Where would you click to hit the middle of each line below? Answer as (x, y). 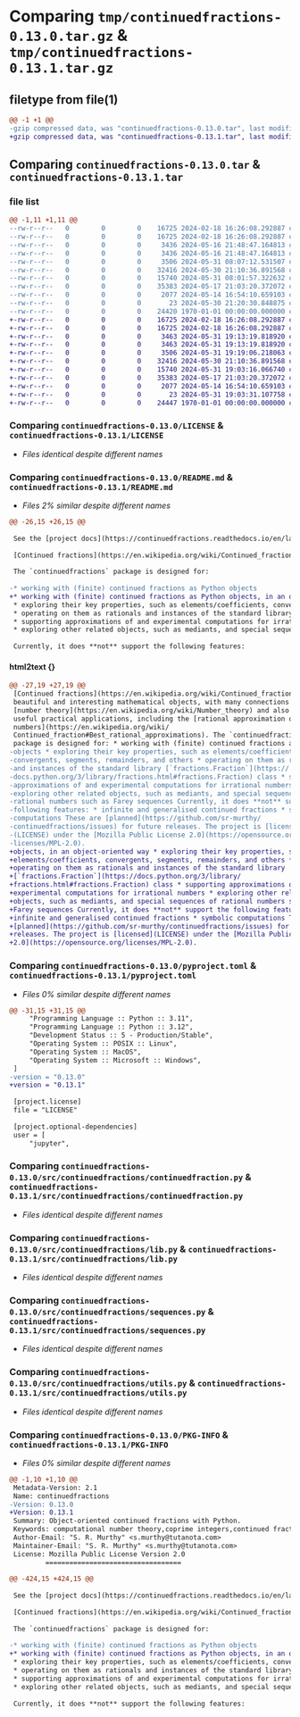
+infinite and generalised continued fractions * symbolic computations (147, 918)
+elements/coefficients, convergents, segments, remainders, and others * (151, 860)
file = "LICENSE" (45, 1110)
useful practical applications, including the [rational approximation (149, 719)
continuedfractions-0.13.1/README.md (92, 487)
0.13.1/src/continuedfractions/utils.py (98, 1393)
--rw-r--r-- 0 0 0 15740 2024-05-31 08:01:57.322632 (147, 279)
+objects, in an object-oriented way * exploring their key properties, (147, 851)
